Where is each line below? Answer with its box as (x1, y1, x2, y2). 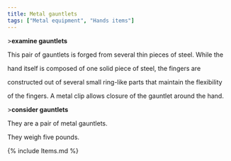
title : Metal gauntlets (7, 10, 78, 18)
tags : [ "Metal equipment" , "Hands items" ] (7, 17, 135, 24)
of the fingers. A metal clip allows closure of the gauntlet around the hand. (7, 91, 225, 100)
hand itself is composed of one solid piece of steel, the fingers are (7, 64, 201, 72)
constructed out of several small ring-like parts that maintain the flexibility (7, 77, 222, 86)
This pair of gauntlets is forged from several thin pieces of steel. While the (7, 50, 224, 59)
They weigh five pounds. (7, 133, 80, 141)
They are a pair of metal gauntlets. (7, 118, 108, 128)
